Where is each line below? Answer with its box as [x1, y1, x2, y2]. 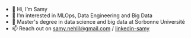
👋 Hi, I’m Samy [11, 6, 47, 12]
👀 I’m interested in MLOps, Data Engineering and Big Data [11, 12, 153, 19]
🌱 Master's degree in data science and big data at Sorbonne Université [11, 18, 185, 25]
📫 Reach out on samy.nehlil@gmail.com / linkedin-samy [11, 25, 150, 32]
